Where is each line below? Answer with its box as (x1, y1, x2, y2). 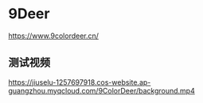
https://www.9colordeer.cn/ (8, 31, 100, 40)
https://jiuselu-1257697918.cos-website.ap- (8, 77, 151, 87)
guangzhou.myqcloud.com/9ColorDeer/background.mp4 (8, 86, 195, 95)
